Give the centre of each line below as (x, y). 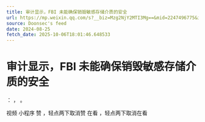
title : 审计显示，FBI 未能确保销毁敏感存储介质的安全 (67, 12)
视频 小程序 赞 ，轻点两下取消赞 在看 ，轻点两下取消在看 (77, 113)
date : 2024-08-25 (28, 29)
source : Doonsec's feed (37, 23)
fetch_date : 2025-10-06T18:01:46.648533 (59, 35)
